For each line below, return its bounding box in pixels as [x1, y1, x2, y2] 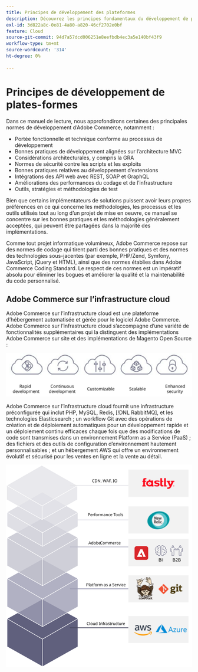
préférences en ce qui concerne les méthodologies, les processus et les [6, 203, 181, 210]
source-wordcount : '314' [6, 47, 67, 53]
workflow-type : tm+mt [6, 41, 60, 47]
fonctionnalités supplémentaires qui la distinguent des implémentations [6, 329, 179, 336]
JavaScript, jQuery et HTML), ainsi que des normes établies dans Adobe [6, 258, 181, 265]
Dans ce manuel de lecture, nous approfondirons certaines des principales [6, 117, 187, 124]
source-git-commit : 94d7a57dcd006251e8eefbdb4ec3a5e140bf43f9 [6, 34, 162, 41]
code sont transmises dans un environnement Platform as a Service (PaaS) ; [6, 434, 192, 441]
